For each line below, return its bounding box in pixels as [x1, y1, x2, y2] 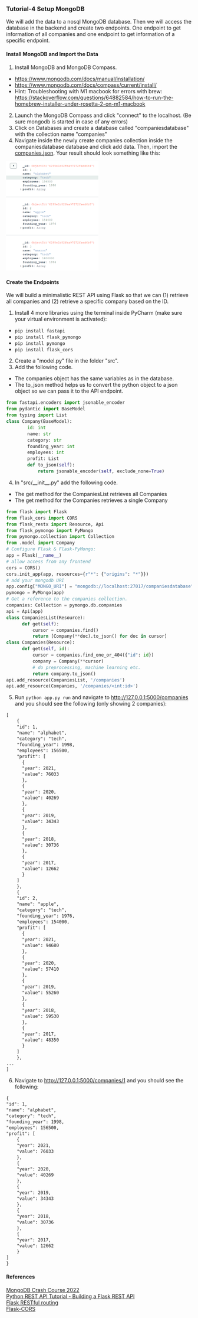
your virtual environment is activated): [14, 315, 107, 323]
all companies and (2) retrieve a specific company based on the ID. [6, 298, 169, 305]
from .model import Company [6, 540, 75, 546]
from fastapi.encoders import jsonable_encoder [6, 400, 126, 406]
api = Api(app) [6, 608, 44, 614]
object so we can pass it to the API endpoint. [14, 387, 124, 394]
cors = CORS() [6, 565, 41, 571]
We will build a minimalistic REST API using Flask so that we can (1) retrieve [6, 292, 189, 299]
